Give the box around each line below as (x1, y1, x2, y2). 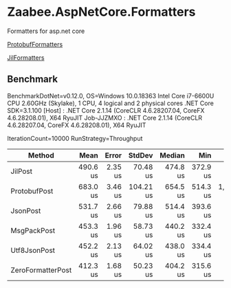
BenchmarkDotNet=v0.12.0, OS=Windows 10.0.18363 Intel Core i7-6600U (7, 91, 214, 100)
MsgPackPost (10, 225, 56, 235)
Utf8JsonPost (10, 245, 56, 255)
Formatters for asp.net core (7, 27, 85, 35)
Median (159, 151, 186, 160)
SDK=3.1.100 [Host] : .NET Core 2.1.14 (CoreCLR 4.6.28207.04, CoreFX (7, 106, 205, 114)
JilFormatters (7, 53, 45, 62)
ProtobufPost (10, 186, 54, 196)
